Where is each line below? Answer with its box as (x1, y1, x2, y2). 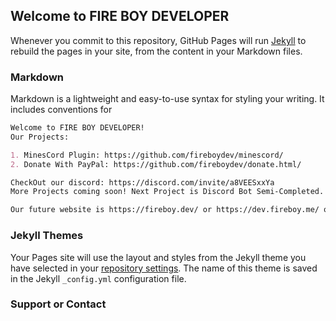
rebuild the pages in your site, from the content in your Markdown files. (10, 45, 303, 57)
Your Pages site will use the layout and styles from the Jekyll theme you (10, 251, 307, 263)
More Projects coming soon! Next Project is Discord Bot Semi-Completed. (10, 187, 325, 197)
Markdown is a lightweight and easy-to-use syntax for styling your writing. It (10, 93, 325, 105)
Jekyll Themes (10, 229, 84, 243)
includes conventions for (10, 104, 113, 116)
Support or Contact (10, 297, 107, 311)
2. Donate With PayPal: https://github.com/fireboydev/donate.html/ (10, 159, 302, 169)
